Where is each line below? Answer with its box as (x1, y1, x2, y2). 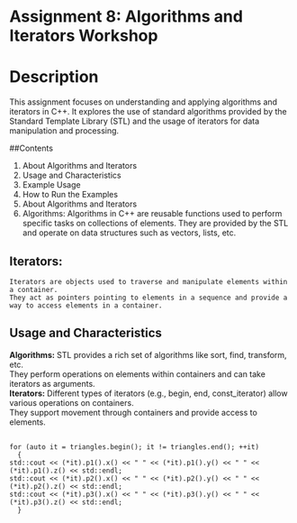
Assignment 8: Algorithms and (9, 6, 243, 27)
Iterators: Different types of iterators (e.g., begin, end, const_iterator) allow (9, 388, 288, 399)
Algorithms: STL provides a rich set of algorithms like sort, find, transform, (9, 349, 287, 360)
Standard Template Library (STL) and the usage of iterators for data (9, 115, 260, 127)
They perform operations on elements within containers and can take (9, 368, 265, 380)
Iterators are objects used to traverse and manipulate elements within (9, 277, 288, 286)
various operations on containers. (9, 397, 134, 408)
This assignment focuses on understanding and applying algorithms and (9, 96, 277, 107)
